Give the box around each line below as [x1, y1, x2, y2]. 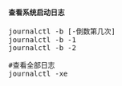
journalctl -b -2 [8, 44, 76, 53]
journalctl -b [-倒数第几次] [8, 27, 116, 36]
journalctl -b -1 [8, 36, 76, 45]
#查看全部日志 [8, 61, 55, 70]
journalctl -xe [8, 69, 68, 79]
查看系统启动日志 [8, 7, 65, 17]
